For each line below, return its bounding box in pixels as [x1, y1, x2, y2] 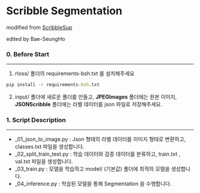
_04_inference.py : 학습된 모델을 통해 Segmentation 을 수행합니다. [14, 180, 172, 188]
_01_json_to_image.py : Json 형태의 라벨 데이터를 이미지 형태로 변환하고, [14, 135, 186, 143]
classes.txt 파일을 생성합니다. [14, 143, 85, 150]
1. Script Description [6, 116, 67, 124]
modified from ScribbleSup [6, 24, 73, 31]
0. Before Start [6, 50, 49, 58]
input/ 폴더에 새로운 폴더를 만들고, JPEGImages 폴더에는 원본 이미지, [14, 93, 177, 100]
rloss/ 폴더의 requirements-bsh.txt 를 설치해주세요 [14, 70, 135, 77]
